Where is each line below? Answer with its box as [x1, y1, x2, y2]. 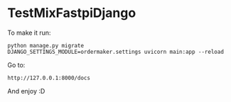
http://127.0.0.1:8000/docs [7, 74, 91, 81]
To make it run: [7, 28, 51, 37]
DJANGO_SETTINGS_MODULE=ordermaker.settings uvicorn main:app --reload [7, 48, 224, 55]
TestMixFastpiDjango [7, 5, 136, 21]
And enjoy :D [7, 86, 45, 95]
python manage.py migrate [7, 42, 84, 49]
